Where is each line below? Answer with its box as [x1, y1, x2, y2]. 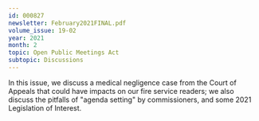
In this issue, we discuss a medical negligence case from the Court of [8, 77, 237, 88]
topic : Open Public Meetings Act [8, 49, 120, 57]
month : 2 [8, 41, 37, 49]
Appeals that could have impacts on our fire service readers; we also [8, 86, 234, 96]
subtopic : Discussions [8, 57, 84, 64]
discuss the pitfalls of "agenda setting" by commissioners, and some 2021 [8, 95, 252, 104]
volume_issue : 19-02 [8, 26, 77, 34]
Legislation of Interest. [8, 103, 82, 112]
